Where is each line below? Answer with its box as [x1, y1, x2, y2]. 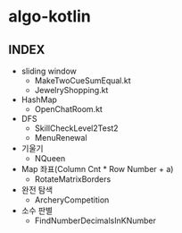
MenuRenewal [34, 133, 87, 142]
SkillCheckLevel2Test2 [34, 123, 119, 134]
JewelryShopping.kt [34, 85, 109, 95]
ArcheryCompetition [34, 194, 110, 205]
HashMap [21, 94, 57, 105]
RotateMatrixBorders [34, 174, 112, 185]
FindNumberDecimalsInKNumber [34, 215, 157, 226]
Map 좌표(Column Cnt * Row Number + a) [21, 164, 174, 174]
